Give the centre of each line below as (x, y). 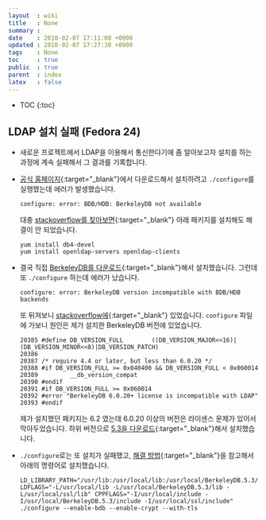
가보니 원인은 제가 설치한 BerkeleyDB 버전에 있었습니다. (115, 325)
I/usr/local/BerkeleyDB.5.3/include (80, 502)
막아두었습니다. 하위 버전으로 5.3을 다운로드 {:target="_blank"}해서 (123, 429)
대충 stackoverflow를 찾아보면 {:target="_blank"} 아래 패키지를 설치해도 (132, 220)
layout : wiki (33, 16)
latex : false (35, 82)
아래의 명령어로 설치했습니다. (64, 465)
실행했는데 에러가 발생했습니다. (68, 189)
